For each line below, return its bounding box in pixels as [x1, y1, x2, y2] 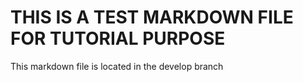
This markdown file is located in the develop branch [10, 60, 224, 72]
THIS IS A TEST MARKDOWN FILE [10, 6, 294, 29]
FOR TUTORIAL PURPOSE [10, 27, 226, 50]
